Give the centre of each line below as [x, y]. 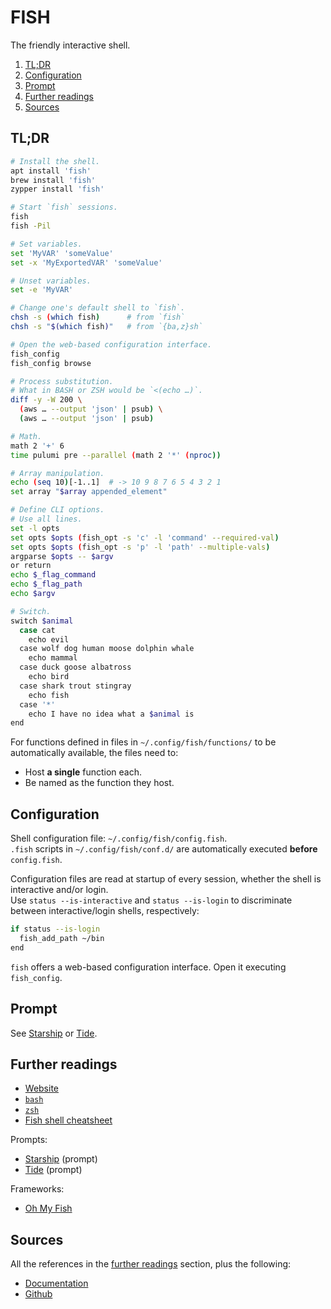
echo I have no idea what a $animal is [111, 714]
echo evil [49, 639]
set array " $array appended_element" [89, 492]
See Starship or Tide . [54, 1033]
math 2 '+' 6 [37, 446]
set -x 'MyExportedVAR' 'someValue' [86, 262]
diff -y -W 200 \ [46, 400]
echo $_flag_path [46, 584]
